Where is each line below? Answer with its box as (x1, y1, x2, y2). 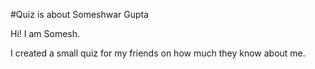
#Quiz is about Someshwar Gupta (10, 9, 150, 20)
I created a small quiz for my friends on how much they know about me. (10, 47, 306, 59)
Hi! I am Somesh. (10, 28, 81, 39)
